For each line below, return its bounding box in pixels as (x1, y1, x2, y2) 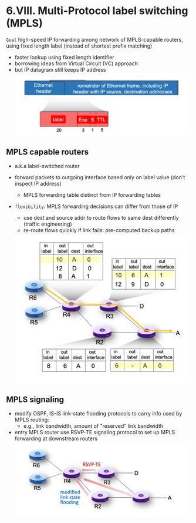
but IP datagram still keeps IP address (14, 66, 106, 73)
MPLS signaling (6, 394, 65, 404)
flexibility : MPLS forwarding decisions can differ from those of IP (14, 203, 178, 210)
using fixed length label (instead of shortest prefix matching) (6, 42, 153, 49)
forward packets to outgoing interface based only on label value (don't (14, 174, 185, 181)
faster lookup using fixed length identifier (14, 53, 114, 61)
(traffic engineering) (23, 220, 72, 227)
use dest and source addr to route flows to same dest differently (23, 214, 179, 222)
